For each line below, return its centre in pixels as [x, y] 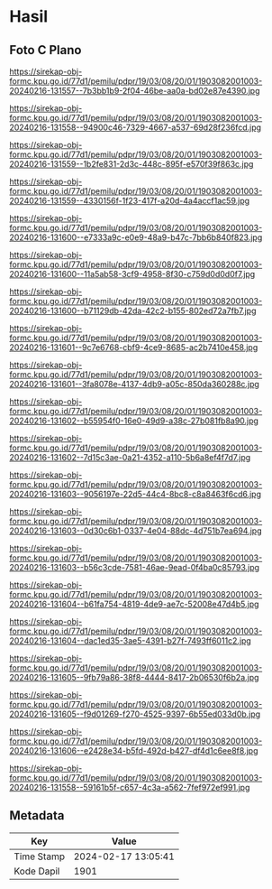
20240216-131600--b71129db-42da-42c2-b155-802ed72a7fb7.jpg [133, 310]
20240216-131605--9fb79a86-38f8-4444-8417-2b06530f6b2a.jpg [134, 677]
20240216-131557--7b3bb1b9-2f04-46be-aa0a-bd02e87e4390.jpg [135, 91]
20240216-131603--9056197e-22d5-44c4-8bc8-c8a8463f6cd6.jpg [136, 494]
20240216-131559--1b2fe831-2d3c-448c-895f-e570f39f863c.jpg [131, 164]
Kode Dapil [37, 871]
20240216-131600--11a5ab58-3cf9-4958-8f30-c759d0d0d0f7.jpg [132, 274]
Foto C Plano [45, 50]
